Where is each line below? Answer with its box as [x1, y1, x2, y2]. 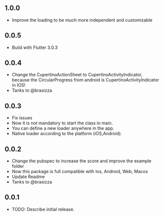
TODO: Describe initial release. [11, 206, 75, 212]
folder [11, 163, 24, 169]
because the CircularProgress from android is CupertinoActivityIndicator [11, 77, 160, 83]
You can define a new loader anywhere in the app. [11, 125, 115, 131]
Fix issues [11, 115, 33, 121]
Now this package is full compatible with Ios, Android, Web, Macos [11, 169, 148, 175]
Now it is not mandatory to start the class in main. [11, 120, 113, 126]
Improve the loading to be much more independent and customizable [11, 17, 153, 23]
